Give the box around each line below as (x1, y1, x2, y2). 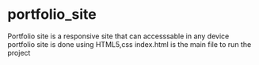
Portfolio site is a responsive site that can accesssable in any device (7, 31, 230, 41)
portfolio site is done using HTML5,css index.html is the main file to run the (7, 39, 252, 49)
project (7, 48, 31, 57)
